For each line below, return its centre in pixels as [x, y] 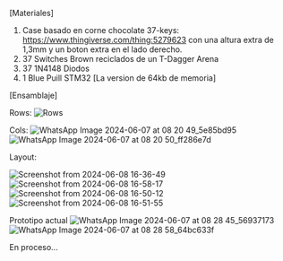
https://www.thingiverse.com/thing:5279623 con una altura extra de [148, 40]
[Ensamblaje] [34, 95]
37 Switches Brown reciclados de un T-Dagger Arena [120, 59]
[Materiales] [31, 13]
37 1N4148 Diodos [56, 68]
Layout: [23, 157]
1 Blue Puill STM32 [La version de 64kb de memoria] [119, 78]
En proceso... [34, 247]
